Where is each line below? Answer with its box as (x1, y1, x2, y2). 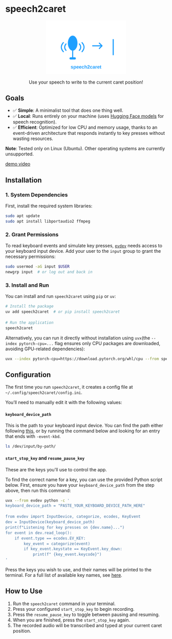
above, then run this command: (5, 487, 71, 493)
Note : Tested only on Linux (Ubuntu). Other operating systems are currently (5, 146, 165, 152)
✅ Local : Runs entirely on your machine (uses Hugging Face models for (12, 113, 164, 119)
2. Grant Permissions (5, 231, 59, 238)
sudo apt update (5, 213, 40, 218)
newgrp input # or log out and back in (5, 270, 93, 275)
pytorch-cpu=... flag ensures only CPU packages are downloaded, (18, 340, 161, 346)
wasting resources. (12, 135, 54, 142)
